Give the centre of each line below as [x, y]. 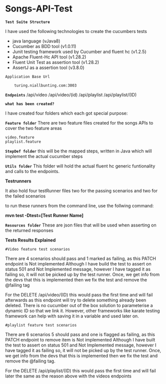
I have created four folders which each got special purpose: [67, 113]
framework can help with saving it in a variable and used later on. [72, 316]
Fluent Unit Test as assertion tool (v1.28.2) [56, 62]
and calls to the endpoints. [32, 171]
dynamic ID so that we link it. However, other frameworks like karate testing [83, 310]
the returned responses [29, 230]
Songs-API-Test [39, 9]
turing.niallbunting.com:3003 [46, 85]
